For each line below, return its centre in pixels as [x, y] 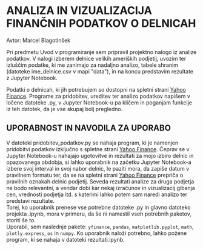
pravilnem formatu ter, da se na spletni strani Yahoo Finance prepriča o [95, 175]
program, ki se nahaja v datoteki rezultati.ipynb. [66, 239]
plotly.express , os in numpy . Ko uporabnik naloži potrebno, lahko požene [97, 233]
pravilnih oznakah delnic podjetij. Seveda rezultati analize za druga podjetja [100, 181]
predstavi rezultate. [30, 200]
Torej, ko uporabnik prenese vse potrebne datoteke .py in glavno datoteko [98, 207]
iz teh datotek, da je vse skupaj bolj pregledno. [65, 109]
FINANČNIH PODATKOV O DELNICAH [101, 23]
